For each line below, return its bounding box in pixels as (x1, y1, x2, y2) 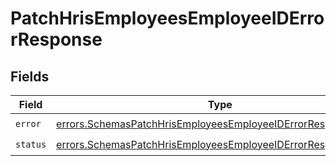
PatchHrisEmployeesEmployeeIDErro (10, 7, 325, 30)
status (15, 138, 47, 150)
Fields (10, 68, 50, 85)
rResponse (10, 28, 103, 51)
